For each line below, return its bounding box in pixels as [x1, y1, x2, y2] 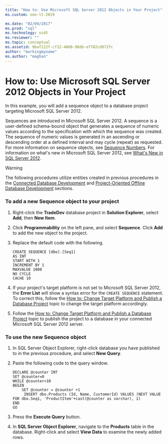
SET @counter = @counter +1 [22, 388, 80, 393]
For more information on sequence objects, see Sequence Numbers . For [5, 144, 155, 151]
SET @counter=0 [12, 374, 45, 380]
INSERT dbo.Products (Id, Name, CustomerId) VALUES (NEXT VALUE [24, 392, 161, 397]
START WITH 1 [12, 258, 40, 263]
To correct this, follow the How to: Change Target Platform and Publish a [12, 295, 162, 301]
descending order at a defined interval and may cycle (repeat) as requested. [5, 139, 163, 145]
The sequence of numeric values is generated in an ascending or [5, 134, 140, 140]
